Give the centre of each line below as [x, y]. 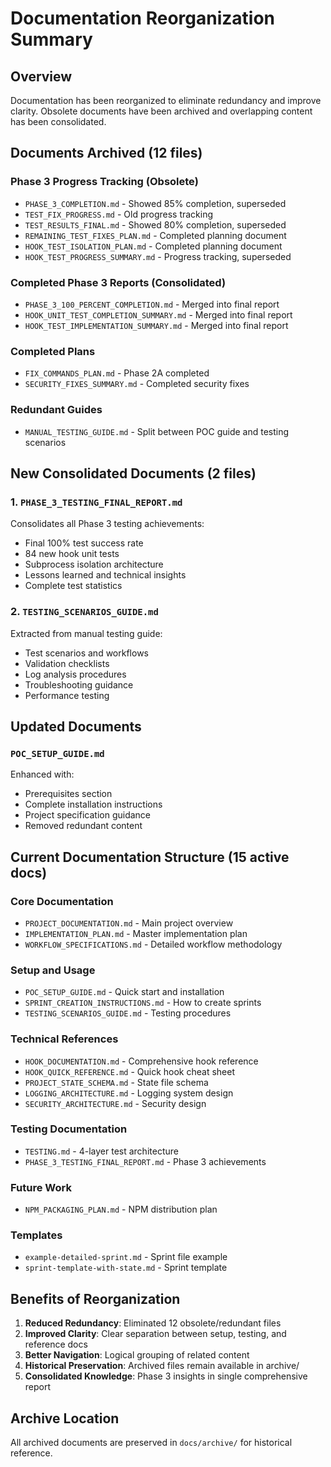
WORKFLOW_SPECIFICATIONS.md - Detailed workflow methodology [153, 944]
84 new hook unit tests [72, 554]
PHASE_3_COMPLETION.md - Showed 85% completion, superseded [155, 203]
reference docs [56, 1344]
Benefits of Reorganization [95, 1298]
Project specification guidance [88, 815]
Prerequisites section [68, 794]
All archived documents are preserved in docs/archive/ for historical [151, 1443]
